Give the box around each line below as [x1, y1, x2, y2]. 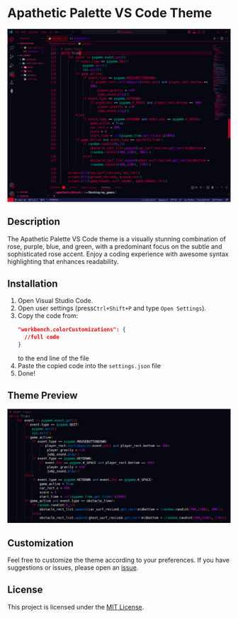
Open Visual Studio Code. [17, 297, 93, 305]
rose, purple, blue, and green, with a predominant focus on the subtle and [7, 242, 222, 250]
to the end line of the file [17, 354, 90, 363]
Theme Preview [7, 390, 78, 402]
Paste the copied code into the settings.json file [17, 362, 161, 370]
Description [7, 216, 60, 228]
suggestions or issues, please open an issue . [7, 563, 139, 572]
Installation [7, 277, 58, 289]
